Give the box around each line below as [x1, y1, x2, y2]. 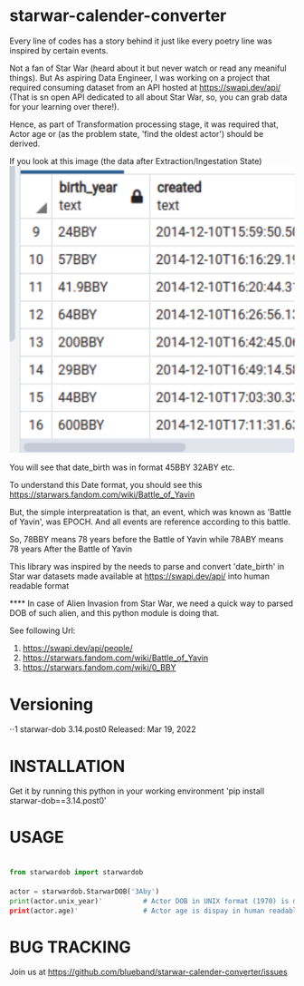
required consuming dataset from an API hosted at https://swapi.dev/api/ [9, 82, 281, 93]
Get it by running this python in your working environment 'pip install [9, 786, 265, 796]
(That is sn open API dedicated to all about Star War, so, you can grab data [9, 92, 288, 103]
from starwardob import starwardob [9, 868, 144, 877]
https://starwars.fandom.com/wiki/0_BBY [22, 662, 176, 673]
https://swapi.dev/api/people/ [22, 643, 133, 654]
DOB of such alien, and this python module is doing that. [9, 608, 220, 619]
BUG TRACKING [9, 936, 131, 957]
